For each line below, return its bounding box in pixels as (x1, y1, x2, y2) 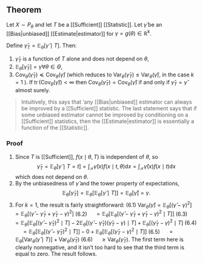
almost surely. (15, 87, 50, 94)
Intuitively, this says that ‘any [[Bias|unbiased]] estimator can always (21, 98, 192, 105)
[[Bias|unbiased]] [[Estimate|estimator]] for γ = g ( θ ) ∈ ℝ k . (6, 28, 151, 37)
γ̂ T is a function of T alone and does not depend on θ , (15, 55, 150, 64)
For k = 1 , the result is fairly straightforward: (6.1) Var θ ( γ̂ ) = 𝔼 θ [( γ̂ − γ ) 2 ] (15, 200, 192, 210)
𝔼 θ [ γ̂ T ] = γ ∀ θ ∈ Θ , (15, 63, 62, 72)
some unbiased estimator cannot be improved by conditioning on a (21, 112, 188, 119)
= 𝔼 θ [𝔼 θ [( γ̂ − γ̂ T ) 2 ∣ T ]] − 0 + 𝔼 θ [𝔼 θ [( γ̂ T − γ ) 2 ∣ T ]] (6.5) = (23, 227, 173, 236)
